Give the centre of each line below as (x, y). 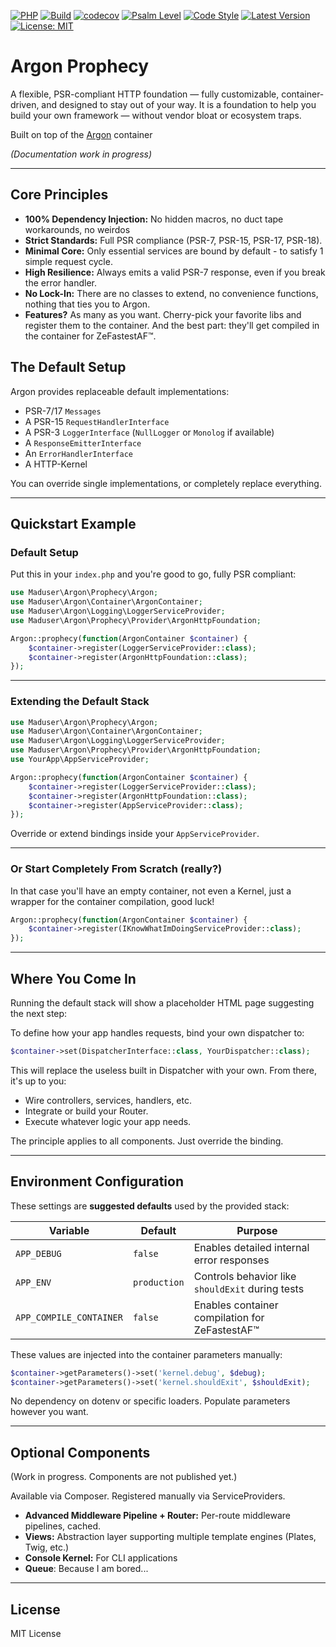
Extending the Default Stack (80, 702)
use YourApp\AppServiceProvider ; (80, 760)
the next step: (39, 1014)
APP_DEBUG (38, 1253)
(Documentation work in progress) (81, 154)
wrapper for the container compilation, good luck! (112, 901)
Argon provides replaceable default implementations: (120, 391)
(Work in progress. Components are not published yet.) (124, 1477)
